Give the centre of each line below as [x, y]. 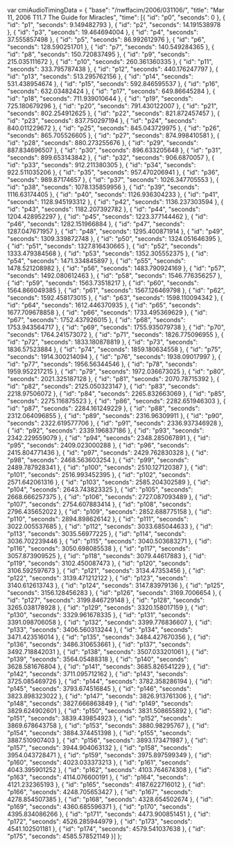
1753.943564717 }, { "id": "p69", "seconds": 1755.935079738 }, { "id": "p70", [116, 327]
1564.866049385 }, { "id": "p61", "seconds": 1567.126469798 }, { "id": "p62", [116, 290]
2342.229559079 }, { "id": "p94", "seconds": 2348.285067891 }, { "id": [109, 438]
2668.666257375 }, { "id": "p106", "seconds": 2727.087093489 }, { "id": [110, 497]
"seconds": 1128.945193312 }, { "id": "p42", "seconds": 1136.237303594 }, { [115, 202]
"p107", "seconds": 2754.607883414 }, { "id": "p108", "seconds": [99, 504]
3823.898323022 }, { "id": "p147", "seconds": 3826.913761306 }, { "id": [109, 696]
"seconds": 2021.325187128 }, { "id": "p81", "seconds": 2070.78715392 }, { [113, 379]
